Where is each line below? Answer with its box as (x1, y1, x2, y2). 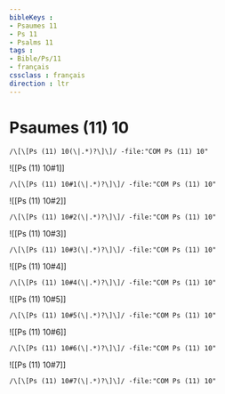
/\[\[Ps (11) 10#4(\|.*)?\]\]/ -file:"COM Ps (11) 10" (9, 277, 217, 287)
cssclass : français (9, 71, 86, 80)
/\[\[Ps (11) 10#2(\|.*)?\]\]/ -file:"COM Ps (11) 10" (9, 213, 217, 221)
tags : (9, 46, 34, 55)
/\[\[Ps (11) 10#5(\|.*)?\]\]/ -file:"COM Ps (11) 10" (9, 310, 217, 320)
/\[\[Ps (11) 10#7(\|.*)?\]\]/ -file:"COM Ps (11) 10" (9, 376, 217, 385)
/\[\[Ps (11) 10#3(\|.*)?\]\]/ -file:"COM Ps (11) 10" (9, 245, 217, 254)
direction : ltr (9, 79, 69, 88)
